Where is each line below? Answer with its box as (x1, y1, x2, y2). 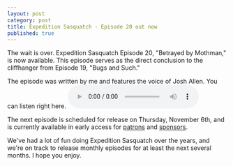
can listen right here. (7, 102, 67, 110)
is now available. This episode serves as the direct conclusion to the (7, 56, 204, 65)
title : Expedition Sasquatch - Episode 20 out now (7, 23, 158, 30)
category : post (7, 17, 52, 24)
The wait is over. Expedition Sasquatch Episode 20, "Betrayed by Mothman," (7, 49, 227, 57)
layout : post (7, 10, 45, 17)
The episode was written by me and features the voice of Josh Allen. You (7, 77, 218, 86)
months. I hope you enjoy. (7, 151, 82, 160)
